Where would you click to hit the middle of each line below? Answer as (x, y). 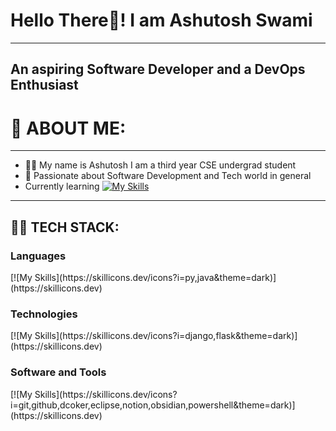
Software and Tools (58, 372)
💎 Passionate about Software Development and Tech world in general (168, 176)
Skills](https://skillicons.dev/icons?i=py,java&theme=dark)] (155, 277)
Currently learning (62, 186)
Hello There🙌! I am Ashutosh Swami (161, 20)
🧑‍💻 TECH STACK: (65, 227)
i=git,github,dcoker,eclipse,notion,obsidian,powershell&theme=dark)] (153, 405)
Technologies (44, 314)
